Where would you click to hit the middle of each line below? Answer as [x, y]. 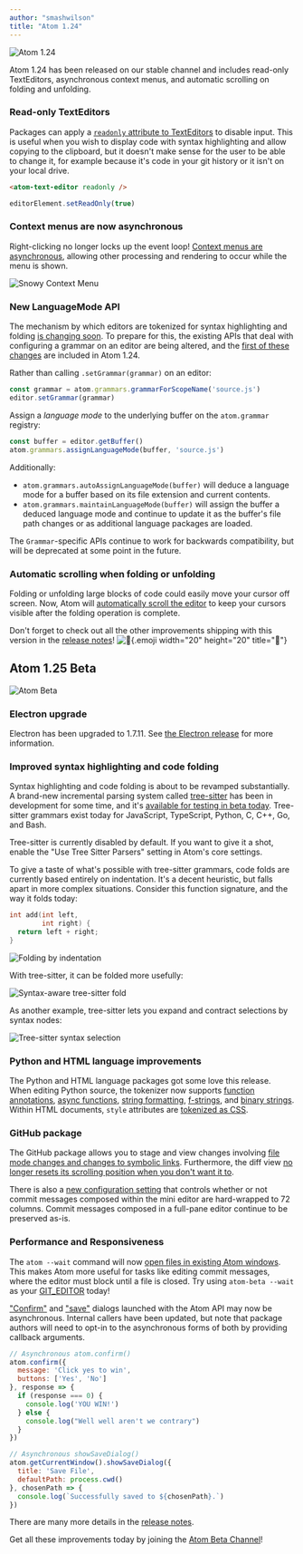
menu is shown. [39, 265]
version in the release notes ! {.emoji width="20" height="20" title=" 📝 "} [148, 640]
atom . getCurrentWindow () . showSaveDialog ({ [90, 1463]
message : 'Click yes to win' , [74, 1371]
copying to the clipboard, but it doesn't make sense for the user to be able [147, 151]
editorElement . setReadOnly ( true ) [72, 203]
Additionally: [33, 467]
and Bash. [28, 825]
